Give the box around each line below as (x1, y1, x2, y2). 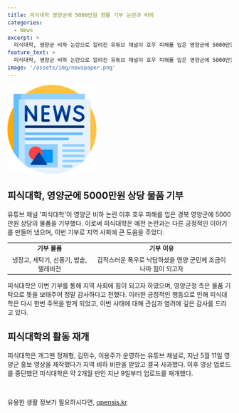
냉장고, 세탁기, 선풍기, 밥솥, (11, 255, 87, 263)
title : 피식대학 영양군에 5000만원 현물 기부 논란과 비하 (7, 11, 154, 19)
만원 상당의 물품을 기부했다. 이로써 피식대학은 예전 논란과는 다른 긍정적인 (7, 219, 208, 227)
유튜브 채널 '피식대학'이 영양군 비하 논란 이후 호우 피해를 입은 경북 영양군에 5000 (7, 210, 231, 219)
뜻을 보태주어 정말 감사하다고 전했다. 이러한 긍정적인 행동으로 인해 (26, 291, 208, 299)
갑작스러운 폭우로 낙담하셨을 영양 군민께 (97, 255, 208, 263)
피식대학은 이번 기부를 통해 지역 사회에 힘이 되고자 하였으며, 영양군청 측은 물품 (7, 281, 224, 290)
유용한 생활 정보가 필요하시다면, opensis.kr (7, 397, 127, 406)
